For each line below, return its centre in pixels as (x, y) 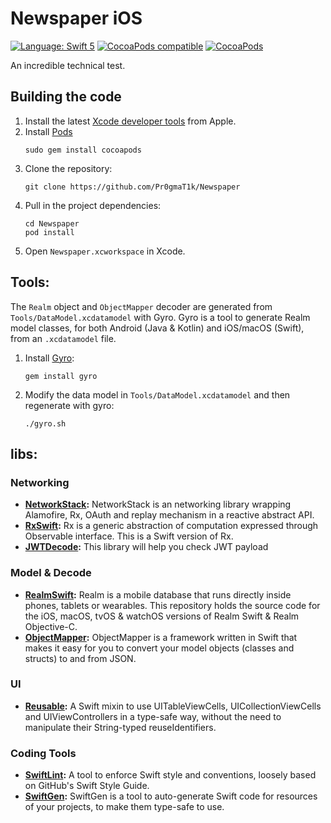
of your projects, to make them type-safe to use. (124, 807)
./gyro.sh (45, 423)
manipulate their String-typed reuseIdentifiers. (120, 727)
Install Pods (48, 131)
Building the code (66, 97)
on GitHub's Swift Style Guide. (87, 786)
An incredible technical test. (68, 65)
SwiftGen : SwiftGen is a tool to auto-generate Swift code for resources (171, 796)
